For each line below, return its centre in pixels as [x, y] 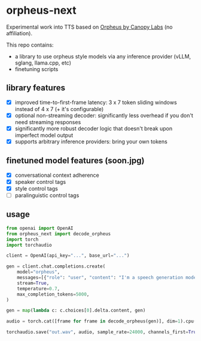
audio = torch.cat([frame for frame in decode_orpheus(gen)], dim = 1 [93, 321]
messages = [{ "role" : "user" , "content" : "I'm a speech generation [100, 278]
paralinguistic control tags [47, 195]
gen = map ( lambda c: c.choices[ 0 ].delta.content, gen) [76, 311]
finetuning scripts [36, 69]
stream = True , [33, 283]
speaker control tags [40, 182]
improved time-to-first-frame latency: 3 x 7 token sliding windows [96, 102]
